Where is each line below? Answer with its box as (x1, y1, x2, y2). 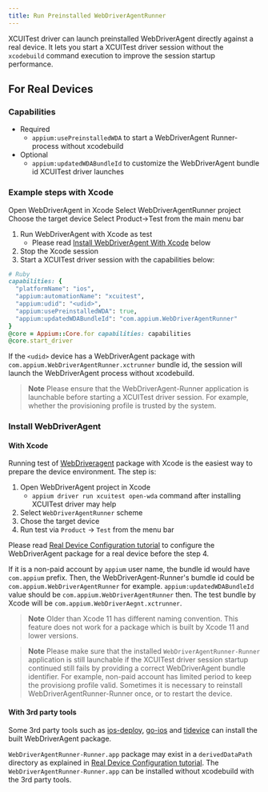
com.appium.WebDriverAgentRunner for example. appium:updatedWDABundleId (8, 582, 254, 591)
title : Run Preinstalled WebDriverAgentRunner (8, 11, 166, 20)
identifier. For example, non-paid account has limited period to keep (27, 672, 252, 682)
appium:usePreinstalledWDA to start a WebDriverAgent (31, 133, 210, 142)
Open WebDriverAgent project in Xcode (19, 482, 150, 492)
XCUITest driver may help (31, 499, 117, 509)
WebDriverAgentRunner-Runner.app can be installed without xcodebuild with (8, 766, 254, 776)
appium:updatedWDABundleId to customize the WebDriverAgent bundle (31, 158, 260, 168)
